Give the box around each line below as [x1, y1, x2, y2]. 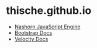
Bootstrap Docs [14, 29, 53, 36]
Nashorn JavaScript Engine [14, 23, 81, 30]
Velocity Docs [14, 35, 49, 42]
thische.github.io [6, 4, 92, 17]
